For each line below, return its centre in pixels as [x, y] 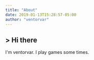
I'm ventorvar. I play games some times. [47, 52]
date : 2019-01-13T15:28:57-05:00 [41, 15]
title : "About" [21, 10]
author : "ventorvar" [27, 19]
